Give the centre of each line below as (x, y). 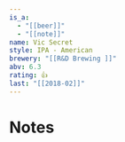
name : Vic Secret (41, 42)
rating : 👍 (29, 75)
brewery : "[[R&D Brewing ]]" (63, 59)
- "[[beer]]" (41, 26)
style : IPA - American (51, 51)
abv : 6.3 (25, 67)
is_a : (19, 17)
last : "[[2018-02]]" (47, 83)
